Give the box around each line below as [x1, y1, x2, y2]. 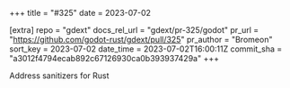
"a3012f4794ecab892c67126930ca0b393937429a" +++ [9, 53, 220, 63]
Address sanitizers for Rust [9, 70, 110, 81]
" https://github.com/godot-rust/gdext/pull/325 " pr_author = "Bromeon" [9, 35, 273, 44]
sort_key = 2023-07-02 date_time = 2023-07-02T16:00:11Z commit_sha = [9, 44, 283, 54]
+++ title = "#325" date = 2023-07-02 [9, 8, 151, 18]
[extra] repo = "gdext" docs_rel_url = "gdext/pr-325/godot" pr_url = [9, 25, 259, 35]
